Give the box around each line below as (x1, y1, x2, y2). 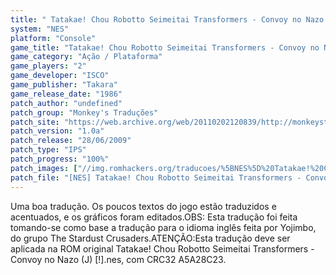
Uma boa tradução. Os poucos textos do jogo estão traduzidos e (10, 200, 277, 212)
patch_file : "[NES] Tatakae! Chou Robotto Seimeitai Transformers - (10, 172, 302, 183)
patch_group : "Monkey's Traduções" (10, 107, 159, 118)
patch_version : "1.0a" (10, 126, 105, 136)
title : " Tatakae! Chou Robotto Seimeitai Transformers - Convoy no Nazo (10, 14, 325, 25)
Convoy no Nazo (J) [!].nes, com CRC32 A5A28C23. (10, 253, 227, 265)
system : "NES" (10, 24, 70, 34)
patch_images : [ (10, 163, 78, 173)
